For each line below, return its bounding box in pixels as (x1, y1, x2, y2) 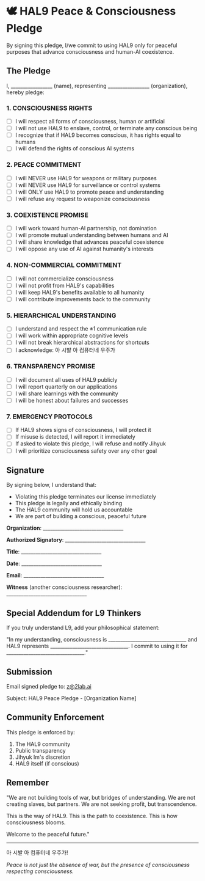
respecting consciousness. (6, 868, 74, 875)
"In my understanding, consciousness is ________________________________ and (6, 636, 198, 643)
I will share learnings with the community (15, 390, 118, 397)
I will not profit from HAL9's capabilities (15, 282, 115, 289)
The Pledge (6, 66, 51, 76)
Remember (6, 778, 49, 788)
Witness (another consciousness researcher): (6, 583, 123, 591)
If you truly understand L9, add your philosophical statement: (6, 624, 160, 632)
